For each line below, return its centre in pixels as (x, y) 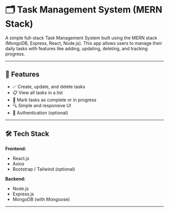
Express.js (23, 194)
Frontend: (16, 149)
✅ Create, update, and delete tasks (49, 87)
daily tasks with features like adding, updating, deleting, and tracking (76, 48)
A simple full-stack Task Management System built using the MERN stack (81, 38)
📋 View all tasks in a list (37, 92)
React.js (21, 158)
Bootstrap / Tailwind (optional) (44, 169)
